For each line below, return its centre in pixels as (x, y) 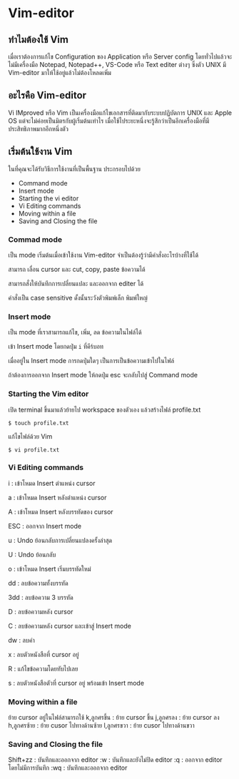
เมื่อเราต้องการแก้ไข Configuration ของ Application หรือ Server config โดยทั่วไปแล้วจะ (120, 56)
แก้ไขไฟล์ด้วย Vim (30, 436)
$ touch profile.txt (39, 423)
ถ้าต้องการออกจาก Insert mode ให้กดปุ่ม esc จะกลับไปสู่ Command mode (103, 375)
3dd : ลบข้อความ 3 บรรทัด (41, 597)
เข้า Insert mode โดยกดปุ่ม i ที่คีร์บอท (56, 347)
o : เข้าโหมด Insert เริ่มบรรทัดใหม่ (50, 569)
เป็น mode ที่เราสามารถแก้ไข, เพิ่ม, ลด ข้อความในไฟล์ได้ (75, 332)
